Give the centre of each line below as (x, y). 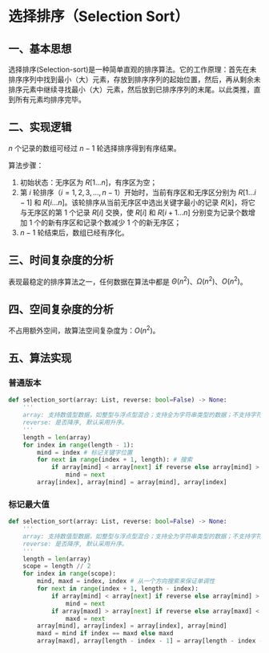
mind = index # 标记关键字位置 (85, 452)
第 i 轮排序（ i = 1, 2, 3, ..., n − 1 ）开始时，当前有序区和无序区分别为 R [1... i (138, 192)
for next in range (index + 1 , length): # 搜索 (115, 460)
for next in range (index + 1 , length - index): (118, 589)
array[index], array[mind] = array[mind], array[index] (132, 483)
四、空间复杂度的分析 (61, 309)
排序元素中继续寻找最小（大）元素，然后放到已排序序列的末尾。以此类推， (131, 90)
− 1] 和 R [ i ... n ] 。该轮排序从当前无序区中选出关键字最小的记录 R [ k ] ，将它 (138, 202)
